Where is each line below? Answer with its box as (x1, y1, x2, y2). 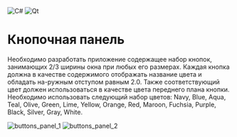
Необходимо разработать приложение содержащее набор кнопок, (7, 55, 212, 63)
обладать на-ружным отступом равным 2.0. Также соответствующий (7, 77, 220, 86)
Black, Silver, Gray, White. (7, 107, 83, 116)
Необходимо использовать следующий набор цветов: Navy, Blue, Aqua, (7, 92, 226, 101)
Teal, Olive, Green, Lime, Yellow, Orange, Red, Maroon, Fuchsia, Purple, (7, 100, 217, 109)
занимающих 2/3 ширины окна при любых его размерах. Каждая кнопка (7, 62, 230, 71)
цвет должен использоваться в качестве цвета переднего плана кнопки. (7, 85, 230, 94)
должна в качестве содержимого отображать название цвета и (7, 70, 202, 78)
